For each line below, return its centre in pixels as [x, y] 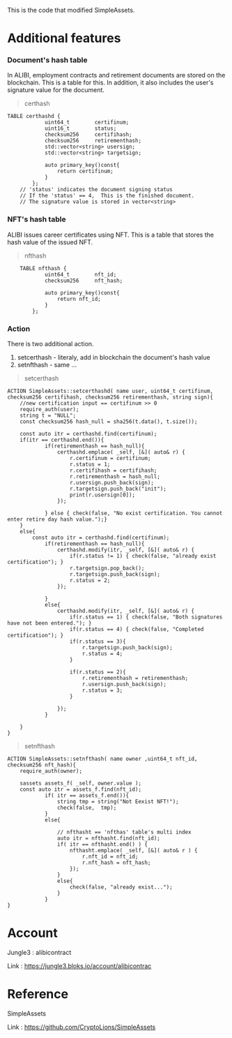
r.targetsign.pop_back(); [107, 568]
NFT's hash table [37, 219]
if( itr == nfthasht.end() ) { [102, 845]
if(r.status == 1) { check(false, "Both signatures [146, 617]
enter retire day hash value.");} [57, 519]
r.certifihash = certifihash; [113, 470]
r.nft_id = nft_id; [110, 857]
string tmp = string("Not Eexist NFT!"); [118, 802]
